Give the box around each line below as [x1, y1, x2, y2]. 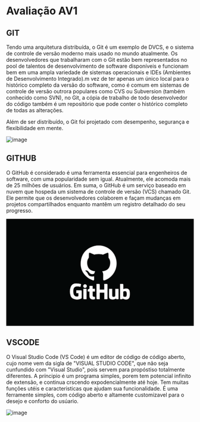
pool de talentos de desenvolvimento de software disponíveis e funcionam [6, 62, 189, 70]
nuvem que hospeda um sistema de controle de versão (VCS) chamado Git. [6, 188, 192, 195]
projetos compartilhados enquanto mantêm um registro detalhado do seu [6, 200, 186, 207]
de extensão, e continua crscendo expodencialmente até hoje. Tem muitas [6, 379, 189, 386]
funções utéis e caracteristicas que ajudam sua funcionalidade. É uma [6, 385, 179, 392]
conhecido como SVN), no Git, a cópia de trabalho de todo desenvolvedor [6, 94, 187, 101]
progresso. [6, 207, 33, 214]
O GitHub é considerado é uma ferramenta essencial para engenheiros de [6, 169, 187, 176]
